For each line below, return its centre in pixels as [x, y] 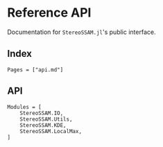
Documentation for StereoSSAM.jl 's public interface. [81, 32]
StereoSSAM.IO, [42, 113]
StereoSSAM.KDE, [43, 125]
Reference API [49, 13]
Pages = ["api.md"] [35, 70]
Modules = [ [24, 107]
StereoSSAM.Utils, [46, 119]
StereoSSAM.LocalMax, [51, 131]
